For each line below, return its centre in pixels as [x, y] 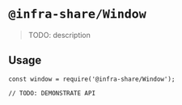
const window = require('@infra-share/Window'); [92, 79]
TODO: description [59, 35]
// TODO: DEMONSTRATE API [52, 93]
